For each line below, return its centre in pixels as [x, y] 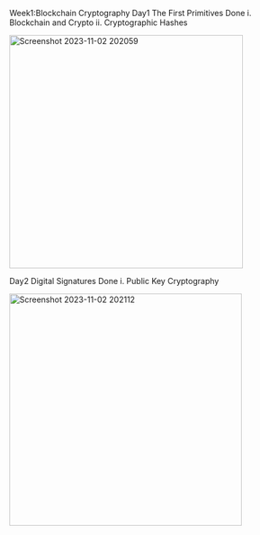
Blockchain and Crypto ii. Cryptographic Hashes [99, 22]
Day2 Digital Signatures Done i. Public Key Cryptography [114, 281]
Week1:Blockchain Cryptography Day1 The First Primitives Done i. [130, 13]
